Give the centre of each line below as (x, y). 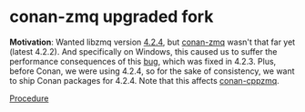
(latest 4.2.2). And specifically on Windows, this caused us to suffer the (143, 51)
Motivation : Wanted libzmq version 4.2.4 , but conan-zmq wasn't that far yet (152, 42)
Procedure (29, 98)
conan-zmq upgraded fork (112, 17)
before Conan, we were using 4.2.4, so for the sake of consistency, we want (152, 71)
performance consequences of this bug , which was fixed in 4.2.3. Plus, (143, 61)
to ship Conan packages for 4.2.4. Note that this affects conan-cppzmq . (144, 80)
